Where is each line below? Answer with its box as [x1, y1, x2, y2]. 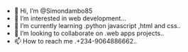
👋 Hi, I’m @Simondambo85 [13, 7, 93, 15]
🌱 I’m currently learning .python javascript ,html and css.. [13, 22, 181, 30]
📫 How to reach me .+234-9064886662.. [13, 37, 138, 45]
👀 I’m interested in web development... [13, 14, 126, 22]
